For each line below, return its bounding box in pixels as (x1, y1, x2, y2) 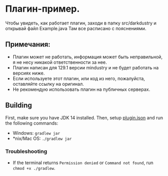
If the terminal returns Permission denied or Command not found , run (12, 159, 154, 166)
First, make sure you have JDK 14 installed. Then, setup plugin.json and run (5, 114, 163, 120)
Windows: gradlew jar (12, 130, 60, 136)
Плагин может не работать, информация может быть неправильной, (12, 54, 163, 60)
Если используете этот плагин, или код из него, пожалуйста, (12, 75, 145, 82)
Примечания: (5, 40, 51, 49)
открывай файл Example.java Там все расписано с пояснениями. (5, 25, 147, 31)
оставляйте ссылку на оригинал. (12, 81, 84, 87)
